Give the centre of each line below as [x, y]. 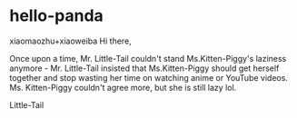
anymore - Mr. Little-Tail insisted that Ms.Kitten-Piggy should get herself [144, 68]
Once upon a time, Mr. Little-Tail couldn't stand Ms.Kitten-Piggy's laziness [148, 58]
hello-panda [57, 16]
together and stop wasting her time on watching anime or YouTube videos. [149, 77]
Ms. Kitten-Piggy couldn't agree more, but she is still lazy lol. [123, 87]
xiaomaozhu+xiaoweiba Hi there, [70, 41]
